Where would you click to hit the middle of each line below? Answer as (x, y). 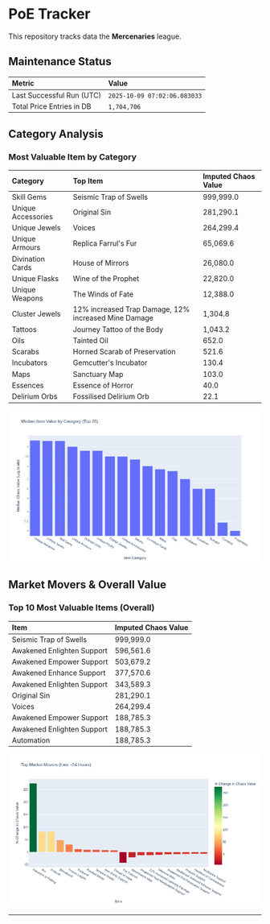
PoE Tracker (49, 14)
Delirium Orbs (35, 396)
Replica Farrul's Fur (105, 243)
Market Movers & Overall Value (88, 585)
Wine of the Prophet (106, 278)
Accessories (33, 216)
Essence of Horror (103, 385)
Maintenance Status (60, 62)
